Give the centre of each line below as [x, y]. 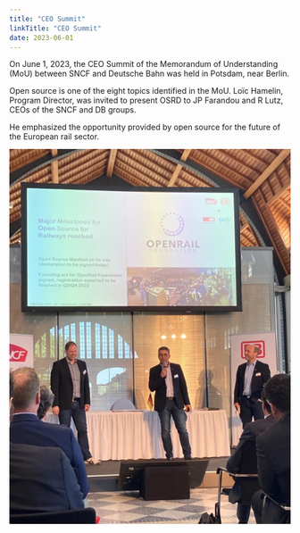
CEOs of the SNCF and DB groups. [73, 110]
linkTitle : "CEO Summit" [55, 28]
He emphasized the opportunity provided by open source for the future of [145, 127]
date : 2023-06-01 [42, 37]
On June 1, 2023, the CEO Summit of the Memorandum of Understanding [144, 64]
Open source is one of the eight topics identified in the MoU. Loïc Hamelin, [146, 91]
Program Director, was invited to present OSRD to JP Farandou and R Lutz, [146, 100]
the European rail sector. [54, 137]
